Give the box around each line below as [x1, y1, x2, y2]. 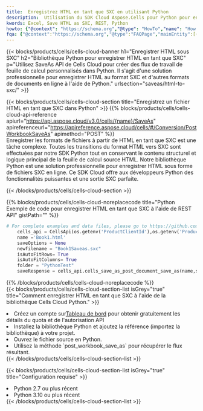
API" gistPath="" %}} [6, 212, 59, 219]
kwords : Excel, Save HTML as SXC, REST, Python [6, 20, 129, 26]
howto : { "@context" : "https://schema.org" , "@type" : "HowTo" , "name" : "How [6, 25, 196, 32]
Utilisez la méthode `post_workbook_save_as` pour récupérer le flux [14, 342, 182, 349]
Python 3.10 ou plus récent [14, 391, 80, 398]
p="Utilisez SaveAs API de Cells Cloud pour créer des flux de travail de [6, 61, 183, 68]
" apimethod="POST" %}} [50, 131, 115, 138]
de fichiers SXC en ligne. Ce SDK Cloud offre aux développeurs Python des [6, 169, 194, 176]
